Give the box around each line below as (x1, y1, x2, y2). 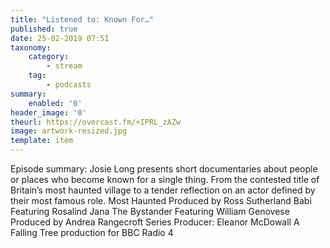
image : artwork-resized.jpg (10, 126, 128, 136)
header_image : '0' (10, 107, 87, 118)
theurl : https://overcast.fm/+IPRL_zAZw (10, 117, 182, 127)
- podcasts (46, 80, 92, 90)
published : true (10, 24, 78, 34)
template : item (10, 136, 74, 146)
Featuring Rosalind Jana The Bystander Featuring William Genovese (10, 206, 290, 217)
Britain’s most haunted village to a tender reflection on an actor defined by (10, 184, 316, 196)
